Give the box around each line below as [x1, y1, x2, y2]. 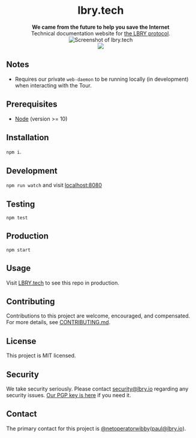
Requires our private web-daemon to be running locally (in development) [14, 75, 189, 83]
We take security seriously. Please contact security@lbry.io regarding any [6, 385, 189, 392]
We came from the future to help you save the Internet [32, 23, 170, 31]
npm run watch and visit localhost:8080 [6, 182, 102, 189]
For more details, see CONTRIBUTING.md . [6, 319, 111, 326]
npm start [6, 247, 31, 253]
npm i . [6, 148, 22, 156]
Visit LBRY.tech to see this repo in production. [6, 279, 120, 286]
